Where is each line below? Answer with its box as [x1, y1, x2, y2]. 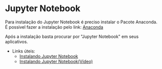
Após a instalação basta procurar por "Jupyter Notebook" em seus [5, 34, 139, 39]
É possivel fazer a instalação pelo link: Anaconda [5, 24, 103, 30]
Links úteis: [12, 48, 36, 54]
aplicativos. [5, 38, 28, 44]
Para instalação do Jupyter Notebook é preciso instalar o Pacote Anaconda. [5, 19, 158, 25]
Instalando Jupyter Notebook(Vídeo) [19, 58, 93, 64]
